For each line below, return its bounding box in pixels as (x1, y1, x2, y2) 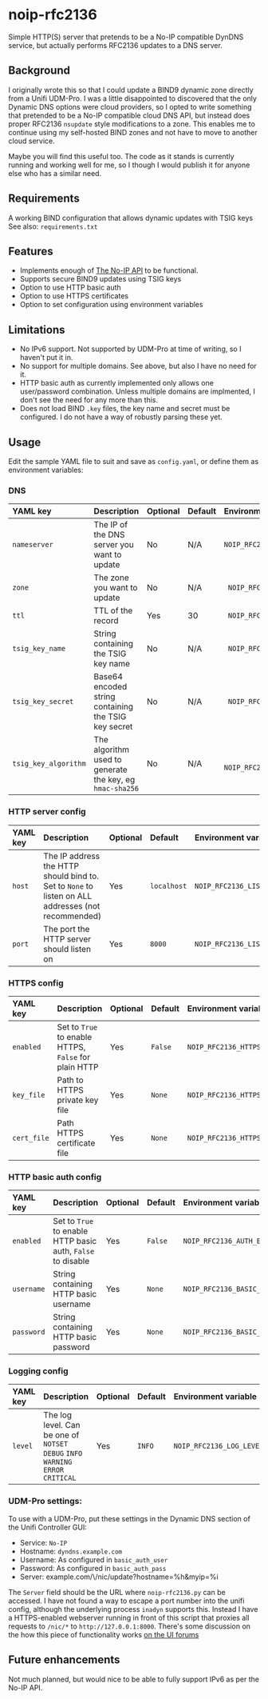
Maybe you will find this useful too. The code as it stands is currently (8, 151, 235, 161)
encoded (93, 682, 128, 693)
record (93, 615, 119, 626)
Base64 (93, 671, 124, 682)
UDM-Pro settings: (8, 1496, 82, 1507)
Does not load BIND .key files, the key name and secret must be (19, 404, 231, 414)
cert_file (12, 1133, 49, 1142)
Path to (57, 1074, 84, 1085)
